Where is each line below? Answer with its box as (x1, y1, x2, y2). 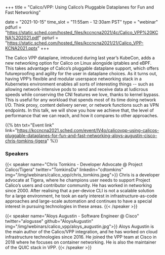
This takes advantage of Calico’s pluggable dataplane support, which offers (5, 65, 159, 71)
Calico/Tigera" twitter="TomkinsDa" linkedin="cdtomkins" (5, 167, 124, 172)
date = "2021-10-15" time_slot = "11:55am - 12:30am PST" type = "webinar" (5, 19, 158, 25)
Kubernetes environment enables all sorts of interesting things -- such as (5, 81, 154, 87)
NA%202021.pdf (5, 35, 40, 41)
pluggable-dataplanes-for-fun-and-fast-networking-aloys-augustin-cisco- (5, 133, 157, 138)
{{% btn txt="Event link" (5, 122, 54, 128)
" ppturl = (39, 35, 58, 41)
